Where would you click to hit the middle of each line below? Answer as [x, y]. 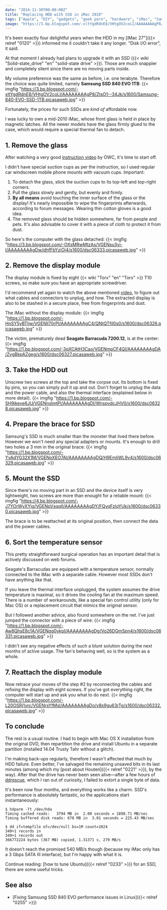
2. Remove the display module [53, 266]
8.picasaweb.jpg [22, 408]
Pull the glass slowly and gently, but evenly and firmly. [68, 193]
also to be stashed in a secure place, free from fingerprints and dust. [76, 303]
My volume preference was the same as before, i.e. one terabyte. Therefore [83, 78]
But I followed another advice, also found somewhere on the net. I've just [80, 615]
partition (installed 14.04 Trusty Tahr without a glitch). [60, 749]
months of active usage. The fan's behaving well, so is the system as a [78, 651]
